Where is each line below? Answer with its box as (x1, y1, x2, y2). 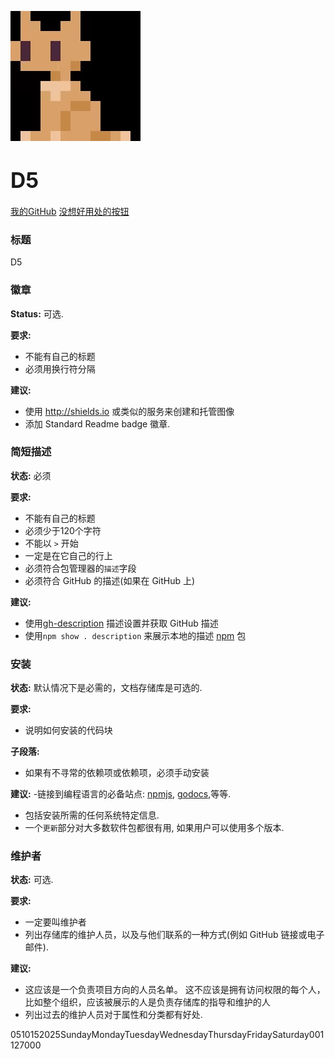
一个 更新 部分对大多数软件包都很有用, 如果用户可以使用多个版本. (24, 822, 285, 834)
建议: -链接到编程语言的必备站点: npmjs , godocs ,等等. (10, 788, 232, 800)
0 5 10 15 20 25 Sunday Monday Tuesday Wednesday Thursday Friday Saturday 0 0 (10, 1029, 321, 1041)
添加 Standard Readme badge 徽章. (24, 417, 171, 430)
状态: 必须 (10, 469, 52, 481)
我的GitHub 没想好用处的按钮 (10, 205, 130, 217)
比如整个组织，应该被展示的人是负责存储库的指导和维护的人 (24, 996, 271, 1008)
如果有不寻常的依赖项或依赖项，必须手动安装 (24, 767, 210, 779)
